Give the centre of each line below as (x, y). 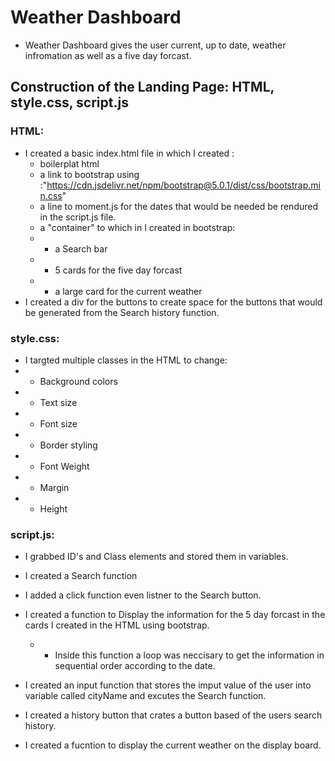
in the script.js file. (78, 217)
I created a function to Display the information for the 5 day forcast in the (175, 615)
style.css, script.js (69, 102)
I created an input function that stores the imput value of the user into (168, 685)
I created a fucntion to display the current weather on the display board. (173, 745)
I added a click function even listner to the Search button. (143, 595)
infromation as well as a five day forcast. (108, 55)
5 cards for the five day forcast (118, 270)
